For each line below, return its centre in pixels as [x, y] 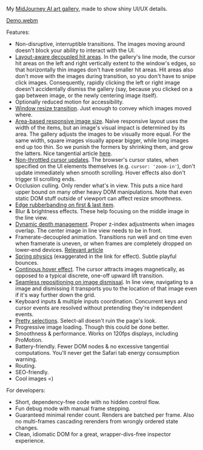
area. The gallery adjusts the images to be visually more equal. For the [103, 134]
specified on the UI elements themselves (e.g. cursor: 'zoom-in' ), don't [105, 166]
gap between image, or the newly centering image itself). [86, 95]
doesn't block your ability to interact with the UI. [75, 50]
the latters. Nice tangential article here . [64, 153]
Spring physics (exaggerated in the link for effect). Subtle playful [96, 256]
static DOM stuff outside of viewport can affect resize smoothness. [99, 198]
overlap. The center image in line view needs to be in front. [88, 230]
